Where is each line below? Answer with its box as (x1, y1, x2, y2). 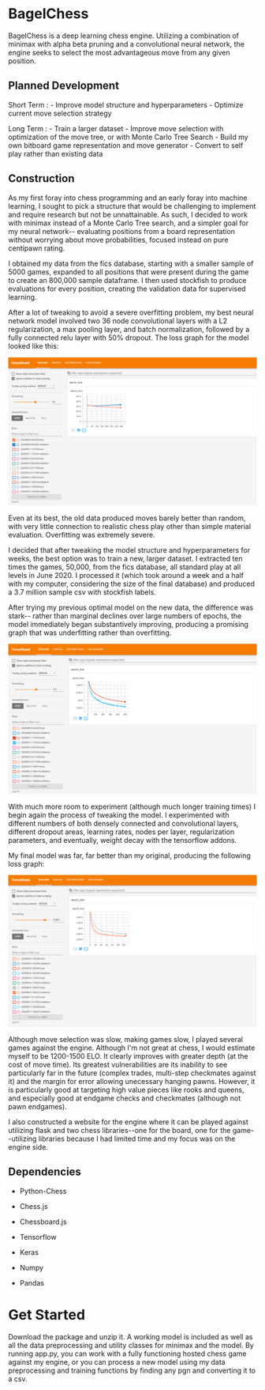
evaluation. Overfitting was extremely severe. (8, 530, 155, 539)
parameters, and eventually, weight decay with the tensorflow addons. (8, 835, 237, 844)
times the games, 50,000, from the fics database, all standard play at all (8, 562, 241, 572)
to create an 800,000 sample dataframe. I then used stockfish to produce (8, 275, 247, 285)
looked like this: (8, 341, 59, 350)
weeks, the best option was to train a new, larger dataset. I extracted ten (8, 553, 243, 563)
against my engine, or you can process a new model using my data (8, 1357, 226, 1366)
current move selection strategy (8, 108, 112, 118)
